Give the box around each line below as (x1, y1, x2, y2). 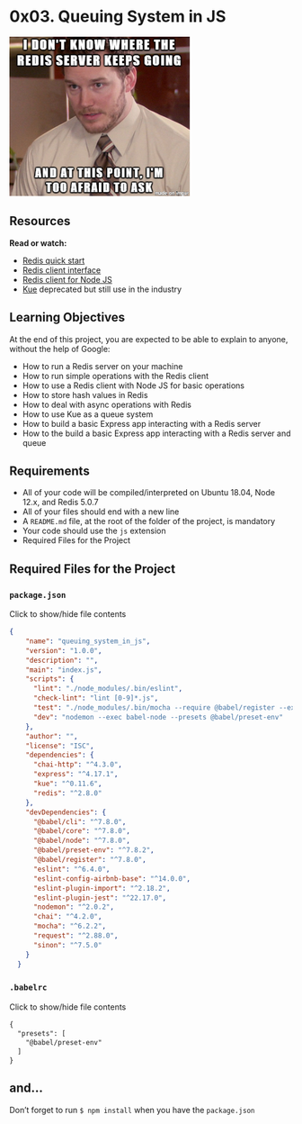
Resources (9, 213, 71, 229)
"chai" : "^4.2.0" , (32, 912, 102, 921)
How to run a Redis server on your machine (22, 360, 183, 371)
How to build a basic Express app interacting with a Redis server (22, 418, 262, 429)
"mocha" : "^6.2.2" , (32, 921, 106, 931)
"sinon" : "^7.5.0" (32, 940, 102, 949)
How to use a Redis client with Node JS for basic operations (22, 380, 245, 391)
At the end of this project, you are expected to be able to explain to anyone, (9, 333, 289, 344)
